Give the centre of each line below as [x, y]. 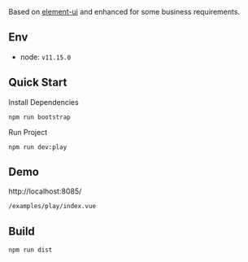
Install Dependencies [44, 102]
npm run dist [30, 250]
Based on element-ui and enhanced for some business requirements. [124, 12]
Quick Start [38, 83]
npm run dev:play [38, 147]
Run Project [28, 132]
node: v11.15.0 [46, 57]
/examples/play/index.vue [52, 207]
